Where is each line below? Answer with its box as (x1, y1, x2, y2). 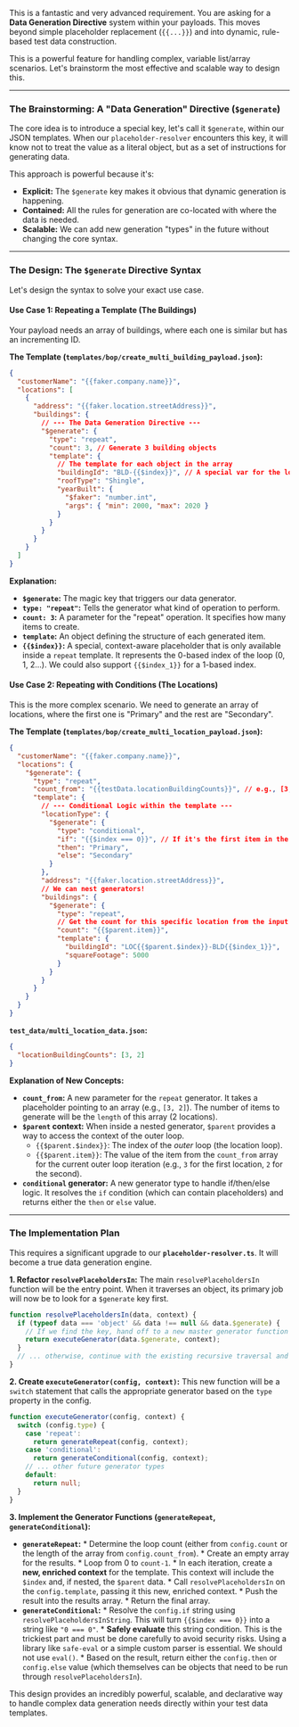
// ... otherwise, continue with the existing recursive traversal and (17, 1351, 289, 1361)
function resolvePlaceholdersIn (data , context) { (9, 1310, 198, 1319)
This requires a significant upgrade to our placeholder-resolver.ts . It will (9, 1247, 279, 1258)
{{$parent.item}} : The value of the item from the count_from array (35, 1149, 279, 1160)
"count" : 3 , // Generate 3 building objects (48, 443, 217, 452)
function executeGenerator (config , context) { (9, 1412, 185, 1421)
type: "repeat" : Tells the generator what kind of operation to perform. (21, 602, 280, 613)
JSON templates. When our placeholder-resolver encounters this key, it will (9, 133, 288, 144)
